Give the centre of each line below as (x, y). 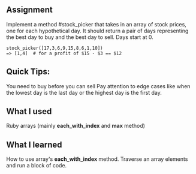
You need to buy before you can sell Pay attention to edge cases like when (98, 86)
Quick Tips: (28, 72)
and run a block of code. (37, 166)
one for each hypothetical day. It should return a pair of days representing (97, 31)
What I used (29, 111)
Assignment (29, 10)
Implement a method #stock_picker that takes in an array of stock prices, (97, 24)
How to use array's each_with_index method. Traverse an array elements (97, 159)
